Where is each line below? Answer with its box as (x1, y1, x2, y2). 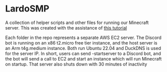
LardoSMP (5, 3, 50, 14)
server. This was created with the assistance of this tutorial (5, 24, 127, 30)
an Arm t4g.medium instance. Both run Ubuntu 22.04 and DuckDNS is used (5, 45, 161, 51)
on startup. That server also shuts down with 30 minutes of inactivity (5, 61, 147, 67)
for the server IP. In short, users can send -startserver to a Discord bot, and (5, 50, 161, 56)
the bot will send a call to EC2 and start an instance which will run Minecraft (5, 55, 162, 61)
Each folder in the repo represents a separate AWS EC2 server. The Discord (5, 34, 161, 40)
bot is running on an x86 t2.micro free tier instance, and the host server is (5, 39, 158, 45)
